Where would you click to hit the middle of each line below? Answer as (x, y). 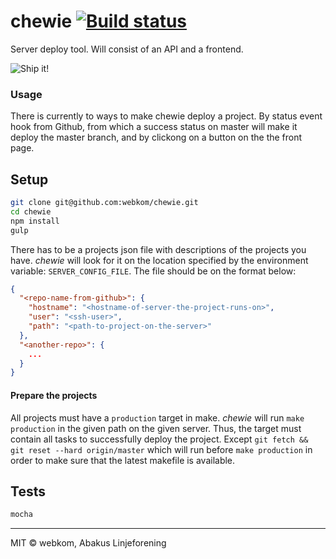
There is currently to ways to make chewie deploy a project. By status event (166, 116)
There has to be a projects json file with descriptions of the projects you (158, 249)
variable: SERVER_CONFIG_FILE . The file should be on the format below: (153, 271)
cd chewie (31, 211)
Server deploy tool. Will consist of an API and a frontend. (127, 49)
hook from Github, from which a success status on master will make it (154, 127)
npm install (35, 221)
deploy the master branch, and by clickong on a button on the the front (156, 137)
